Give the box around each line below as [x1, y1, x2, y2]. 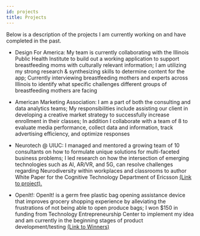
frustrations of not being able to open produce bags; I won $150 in [14, 204, 178, 211]
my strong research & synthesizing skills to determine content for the [14, 68, 185, 75]
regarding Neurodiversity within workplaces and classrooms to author [14, 167, 187, 174]
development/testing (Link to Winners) [14, 223, 110, 230]
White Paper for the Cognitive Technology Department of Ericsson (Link [14, 173, 192, 180]
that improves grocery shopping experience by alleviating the [14, 198, 166, 205]
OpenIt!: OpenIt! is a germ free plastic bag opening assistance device [14, 191, 186, 198]
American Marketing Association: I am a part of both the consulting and [14, 98, 191, 105]
